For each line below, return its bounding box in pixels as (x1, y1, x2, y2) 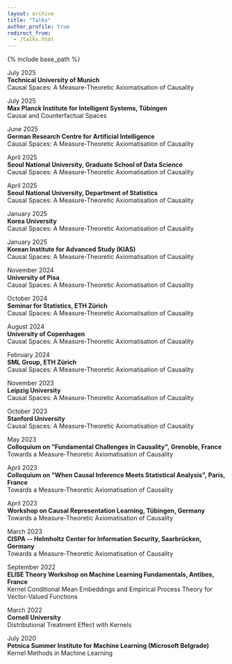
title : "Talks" (7, 17, 51, 24)
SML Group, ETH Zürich (7, 358, 77, 367)
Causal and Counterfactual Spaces (7, 112, 107, 120)
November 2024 (7, 266, 54, 274)
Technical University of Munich (7, 76, 100, 84)
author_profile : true (7, 23, 70, 30)
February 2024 (7, 351, 50, 359)
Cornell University (7, 613, 61, 622)
